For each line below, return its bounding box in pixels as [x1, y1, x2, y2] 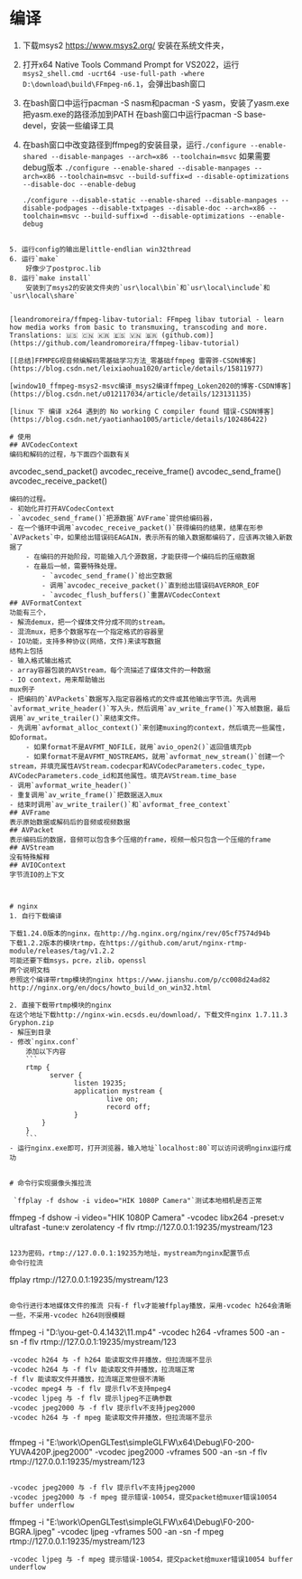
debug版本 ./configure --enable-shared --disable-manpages [22, 162, 251, 173]
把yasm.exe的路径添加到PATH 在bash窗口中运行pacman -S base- [22, 108, 267, 119]
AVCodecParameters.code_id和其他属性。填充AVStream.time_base [9, 771, 237, 780]
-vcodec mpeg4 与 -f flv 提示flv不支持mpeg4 [9, 1384, 171, 1393]
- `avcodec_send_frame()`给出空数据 [41, 571, 173, 580]
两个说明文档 [9, 965, 50, 974]
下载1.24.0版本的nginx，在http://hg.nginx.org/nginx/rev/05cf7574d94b [9, 928, 270, 938]
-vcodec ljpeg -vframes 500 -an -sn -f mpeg [57, 1526, 224, 1537]
